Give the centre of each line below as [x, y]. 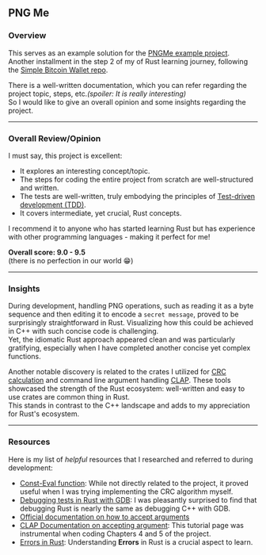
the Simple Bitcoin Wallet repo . [58, 70]
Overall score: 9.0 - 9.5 [47, 252]
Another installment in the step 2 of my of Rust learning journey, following [128, 61]
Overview [27, 36]
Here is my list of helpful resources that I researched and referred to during [131, 459]
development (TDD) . [53, 205]
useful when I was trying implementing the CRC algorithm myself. [126, 492]
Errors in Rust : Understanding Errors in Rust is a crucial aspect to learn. [136, 542]
